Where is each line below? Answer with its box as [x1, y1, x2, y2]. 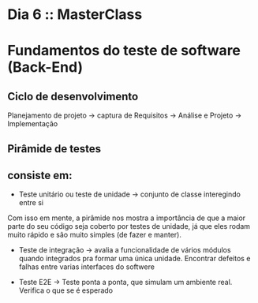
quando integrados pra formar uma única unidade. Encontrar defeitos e [18, 254, 251, 264]
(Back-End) [7, 58, 84, 77]
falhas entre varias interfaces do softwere [18, 262, 155, 271]
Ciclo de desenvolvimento [7, 89, 139, 103]
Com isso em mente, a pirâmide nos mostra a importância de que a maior [7, 213, 246, 223]
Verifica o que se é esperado [18, 286, 114, 295]
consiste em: [7, 168, 73, 182]
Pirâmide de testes [7, 142, 102, 155]
